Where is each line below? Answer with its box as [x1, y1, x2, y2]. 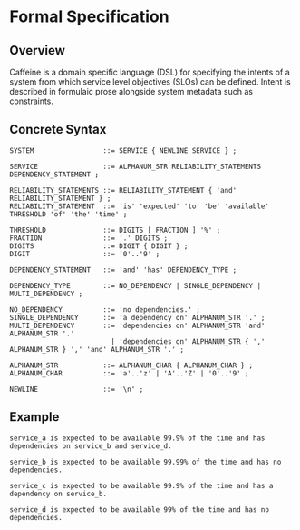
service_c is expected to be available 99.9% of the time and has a [9, 481, 274, 490]
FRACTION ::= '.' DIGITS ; [9, 234, 169, 243]
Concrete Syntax [9, 122, 107, 137]
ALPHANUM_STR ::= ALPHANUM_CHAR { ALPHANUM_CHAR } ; [9, 361, 254, 370]
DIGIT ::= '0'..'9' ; [9, 249, 160, 258]
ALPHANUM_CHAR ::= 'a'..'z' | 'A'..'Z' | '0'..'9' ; [9, 368, 249, 378]
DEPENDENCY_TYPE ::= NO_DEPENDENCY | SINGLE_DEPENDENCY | [9, 281, 261, 290]
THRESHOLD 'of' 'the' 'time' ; [9, 209, 128, 219]
